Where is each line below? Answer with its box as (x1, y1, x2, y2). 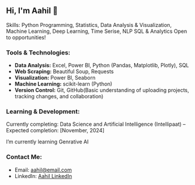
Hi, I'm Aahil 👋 (6, 6, 58, 16)
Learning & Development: (6, 108, 80, 116)
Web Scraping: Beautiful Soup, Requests (14, 68, 114, 75)
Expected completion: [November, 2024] (6, 127, 105, 134)
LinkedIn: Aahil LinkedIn (14, 172, 72, 179)
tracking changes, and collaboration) (14, 93, 104, 100)
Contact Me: (6, 153, 42, 161)
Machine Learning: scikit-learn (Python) (14, 80, 112, 88)
